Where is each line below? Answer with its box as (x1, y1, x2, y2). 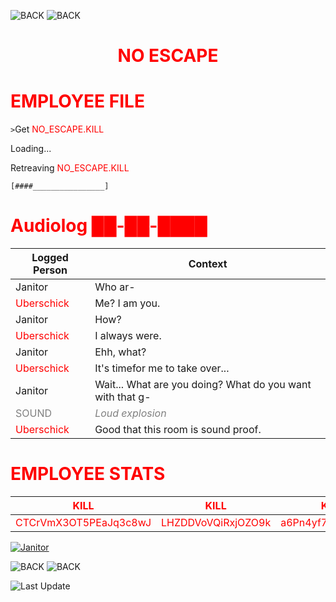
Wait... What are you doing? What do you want (94, 378, 312, 392)
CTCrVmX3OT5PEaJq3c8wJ (15, 516, 152, 529)
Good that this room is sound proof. (94, 423, 262, 437)
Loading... (10, 143, 52, 155)
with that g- (94, 390, 152, 404)
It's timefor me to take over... (94, 361, 230, 375)
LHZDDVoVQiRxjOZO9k (161, 516, 272, 529)
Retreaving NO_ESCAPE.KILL (10, 162, 130, 174)
